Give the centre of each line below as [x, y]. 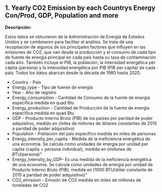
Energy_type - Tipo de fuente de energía [52, 87]
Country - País [26, 82]
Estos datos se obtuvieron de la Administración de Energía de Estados [75, 36]
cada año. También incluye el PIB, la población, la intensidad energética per [80, 62]
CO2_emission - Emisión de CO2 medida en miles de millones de [76, 180]
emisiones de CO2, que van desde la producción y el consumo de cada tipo [81, 52]
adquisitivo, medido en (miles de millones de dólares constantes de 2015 [84, 123]
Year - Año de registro [34, 92]
